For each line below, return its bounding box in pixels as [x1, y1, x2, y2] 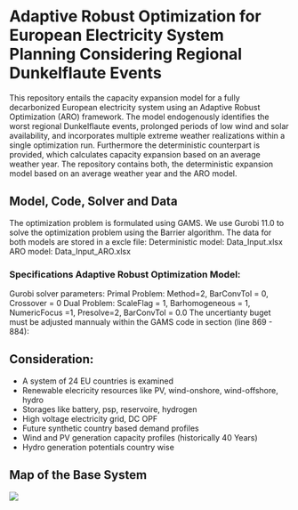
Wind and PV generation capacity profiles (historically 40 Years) [21, 432, 258, 442]
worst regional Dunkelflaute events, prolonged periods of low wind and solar [9, 120, 289, 131]
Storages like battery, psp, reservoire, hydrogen [21, 403, 197, 415]
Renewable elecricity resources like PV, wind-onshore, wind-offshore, [21, 385, 278, 395]
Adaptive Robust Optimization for [9, 6, 262, 27]
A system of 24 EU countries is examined [21, 376, 173, 386]
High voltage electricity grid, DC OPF [21, 413, 158, 424]
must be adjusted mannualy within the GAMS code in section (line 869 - [9, 317, 273, 328]
